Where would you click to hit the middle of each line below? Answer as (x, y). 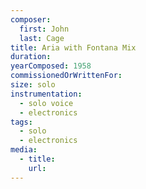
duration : (31, 57)
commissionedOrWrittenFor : (66, 76)
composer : (31, 19)
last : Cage (42, 38)
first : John (44, 29)
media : (24, 150)
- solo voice (46, 103)
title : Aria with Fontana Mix (73, 47)
